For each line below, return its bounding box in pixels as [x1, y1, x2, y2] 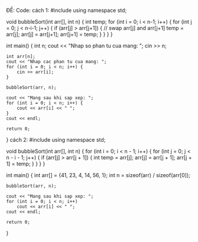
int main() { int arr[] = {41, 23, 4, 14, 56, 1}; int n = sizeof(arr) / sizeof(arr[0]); [6, 172, 191, 178]
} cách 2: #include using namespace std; [6, 136, 106, 143]
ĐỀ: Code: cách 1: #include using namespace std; [6, 7, 127, 14]
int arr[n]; [6, 54, 35, 60]
